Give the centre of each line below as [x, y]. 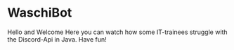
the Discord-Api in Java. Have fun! [57, 39]
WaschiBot [40, 13]
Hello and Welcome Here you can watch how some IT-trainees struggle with [117, 32]
